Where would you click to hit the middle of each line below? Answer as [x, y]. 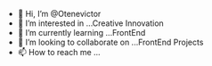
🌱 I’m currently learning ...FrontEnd [82, 33]
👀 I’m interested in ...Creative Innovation [91, 23]
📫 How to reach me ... [59, 52]
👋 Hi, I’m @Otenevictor [59, 14]
